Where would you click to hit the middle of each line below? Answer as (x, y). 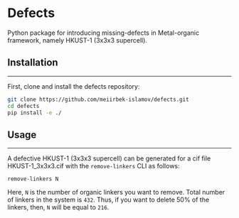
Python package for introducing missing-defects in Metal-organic (103, 33)
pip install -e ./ (34, 113)
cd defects (23, 106)
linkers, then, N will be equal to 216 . (58, 207)
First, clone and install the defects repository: (74, 86)
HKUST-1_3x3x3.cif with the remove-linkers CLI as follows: (94, 166)
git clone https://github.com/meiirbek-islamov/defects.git (99, 99)
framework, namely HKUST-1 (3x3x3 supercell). (78, 40)
